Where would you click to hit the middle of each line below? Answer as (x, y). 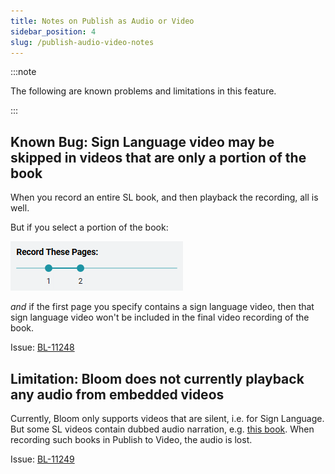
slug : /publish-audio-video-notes (82, 42)
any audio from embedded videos (117, 394)
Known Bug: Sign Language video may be (142, 141)
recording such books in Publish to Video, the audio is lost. (131, 439)
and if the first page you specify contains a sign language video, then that (162, 307)
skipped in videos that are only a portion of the (158, 157)
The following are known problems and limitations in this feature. (143, 91)
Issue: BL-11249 (42, 459)
